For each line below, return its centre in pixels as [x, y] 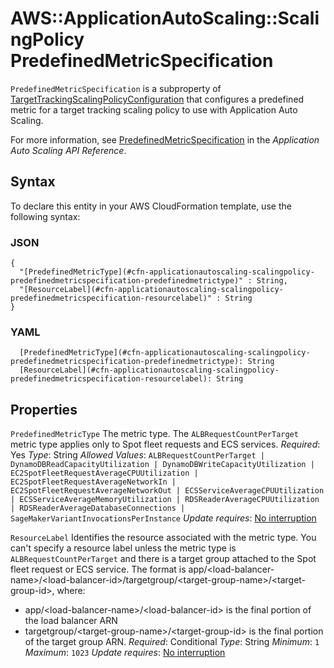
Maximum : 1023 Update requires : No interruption [125, 653]
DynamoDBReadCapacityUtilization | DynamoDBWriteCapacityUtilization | [162, 465]
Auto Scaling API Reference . [68, 150]
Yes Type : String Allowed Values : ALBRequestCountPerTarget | [137, 455]
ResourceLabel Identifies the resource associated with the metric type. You [163, 538]
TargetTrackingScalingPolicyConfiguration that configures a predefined [157, 99]
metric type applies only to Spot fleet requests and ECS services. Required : [165, 444]
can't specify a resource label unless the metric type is [123, 548]
